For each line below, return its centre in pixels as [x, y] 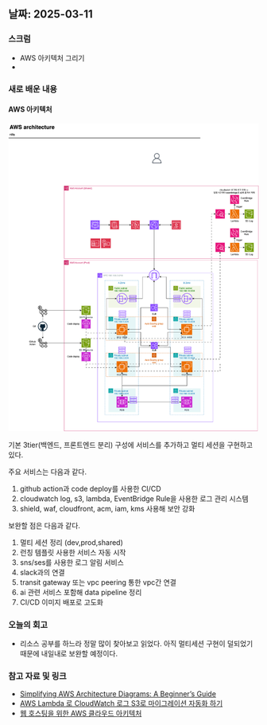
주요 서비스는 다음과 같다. [48, 472]
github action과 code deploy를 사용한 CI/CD [90, 488]
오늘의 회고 [28, 625]
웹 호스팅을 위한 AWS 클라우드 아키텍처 [81, 713]
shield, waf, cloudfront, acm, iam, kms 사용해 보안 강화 [107, 508]
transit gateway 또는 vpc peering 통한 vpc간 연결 [98, 582]
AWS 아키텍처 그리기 [52, 57]
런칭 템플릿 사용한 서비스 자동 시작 [73, 552]
